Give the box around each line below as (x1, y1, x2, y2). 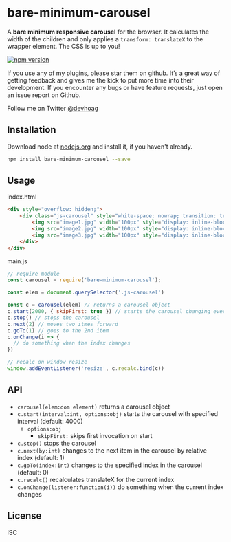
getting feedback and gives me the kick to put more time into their (7, 76, 195, 84)
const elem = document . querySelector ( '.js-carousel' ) (7, 289, 165, 296)
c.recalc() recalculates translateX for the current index (16, 475, 175, 484)
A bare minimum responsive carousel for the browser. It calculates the (7, 28, 210, 36)
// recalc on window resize (7, 359, 88, 366)
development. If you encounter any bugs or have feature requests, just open (7, 83, 223, 91)
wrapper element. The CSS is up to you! (7, 42, 120, 50)
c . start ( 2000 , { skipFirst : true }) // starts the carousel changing (7, 308, 211, 315)
